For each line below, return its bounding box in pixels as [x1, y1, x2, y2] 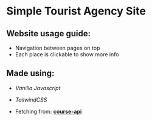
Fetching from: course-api [15, 108, 82, 115]
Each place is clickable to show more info [15, 51, 119, 58]
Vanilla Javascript [15, 84, 61, 91]
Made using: [6, 68, 55, 79]
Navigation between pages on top [15, 44, 100, 51]
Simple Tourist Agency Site [6, 4, 146, 18]
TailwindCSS [15, 96, 47, 103]
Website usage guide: [6, 28, 91, 39]
